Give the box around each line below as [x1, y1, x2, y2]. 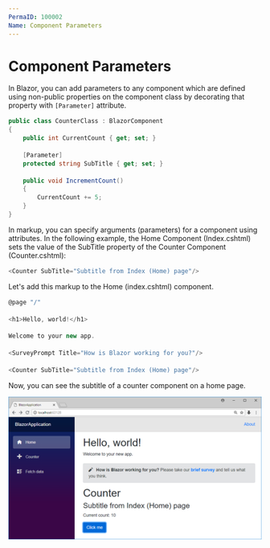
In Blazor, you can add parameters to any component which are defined [8, 84, 246, 93]
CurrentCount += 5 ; [37, 194, 103, 202]
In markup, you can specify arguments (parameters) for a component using [8, 225, 258, 235]
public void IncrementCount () [22, 177, 125, 185]
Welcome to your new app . [8, 332, 95, 341]
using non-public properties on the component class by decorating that [8, 92, 245, 102]
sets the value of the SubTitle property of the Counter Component [8, 242, 227, 252]
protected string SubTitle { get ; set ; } [22, 159, 163, 168]
